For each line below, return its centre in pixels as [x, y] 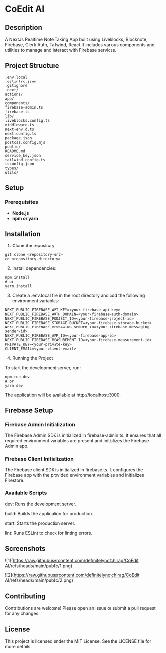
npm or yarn [25, 218]
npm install [17, 278]
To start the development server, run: [43, 368]
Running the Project [32, 358]
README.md [15, 151]
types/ [12, 168]
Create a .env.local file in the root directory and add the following [79, 295]
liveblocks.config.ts [28, 120]
